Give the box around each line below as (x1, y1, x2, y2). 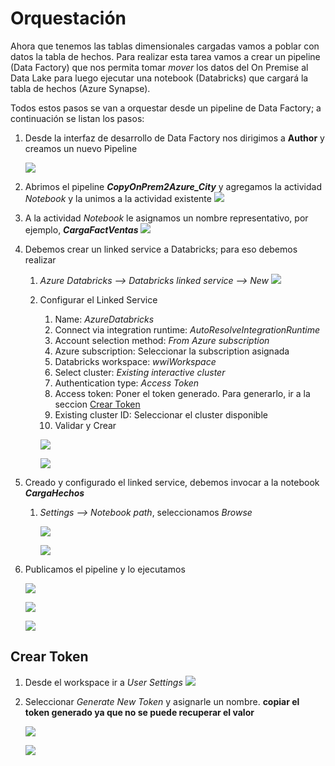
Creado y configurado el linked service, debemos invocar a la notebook (24, 476, 320, 488)
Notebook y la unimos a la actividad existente (24, 192, 212, 204)
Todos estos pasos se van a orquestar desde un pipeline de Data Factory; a (10, 102, 322, 114)
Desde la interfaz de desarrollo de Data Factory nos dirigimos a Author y (24, 132, 325, 144)
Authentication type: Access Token (54, 377, 200, 389)
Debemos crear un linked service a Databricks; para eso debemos (24, 243, 298, 255)
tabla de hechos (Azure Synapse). (10, 82, 151, 94)
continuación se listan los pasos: (10, 112, 145, 124)
